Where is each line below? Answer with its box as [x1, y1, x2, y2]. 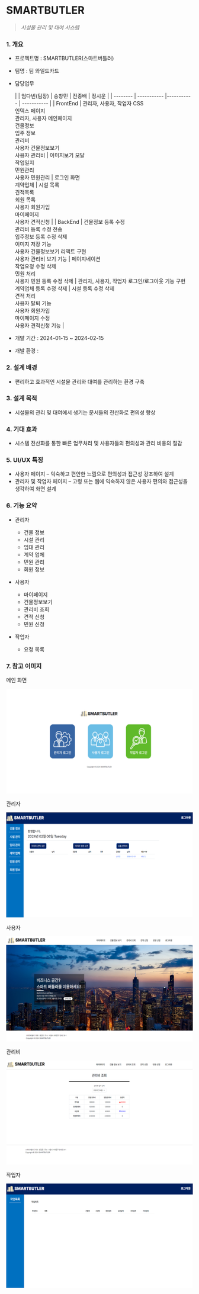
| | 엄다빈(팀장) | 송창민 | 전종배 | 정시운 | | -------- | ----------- [14, 92, 164, 99]
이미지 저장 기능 [14, 240, 52, 248]
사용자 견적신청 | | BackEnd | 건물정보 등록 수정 [14, 219, 126, 226]
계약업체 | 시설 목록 [14, 181, 60, 188]
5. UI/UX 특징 [6, 456, 43, 464]
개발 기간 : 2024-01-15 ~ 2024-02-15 [14, 335, 104, 342]
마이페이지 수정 [14, 314, 50, 322]
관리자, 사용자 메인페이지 [14, 115, 72, 122]
